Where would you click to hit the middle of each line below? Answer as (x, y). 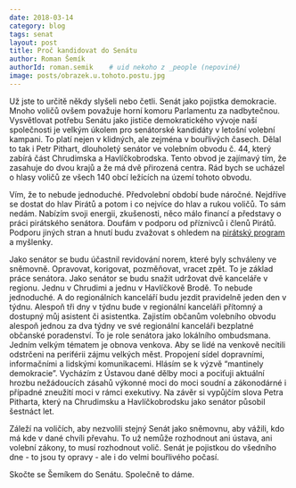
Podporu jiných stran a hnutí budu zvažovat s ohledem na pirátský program (147, 232)
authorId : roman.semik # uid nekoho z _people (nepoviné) (125, 68)
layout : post (33, 42)
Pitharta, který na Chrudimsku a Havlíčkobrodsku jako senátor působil (137, 401)
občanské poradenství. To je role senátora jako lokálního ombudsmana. (140, 335)
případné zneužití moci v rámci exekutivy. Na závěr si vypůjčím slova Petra (146, 392)
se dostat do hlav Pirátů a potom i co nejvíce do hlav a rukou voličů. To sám (148, 204)
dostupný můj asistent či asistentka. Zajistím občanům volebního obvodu (143, 316)
